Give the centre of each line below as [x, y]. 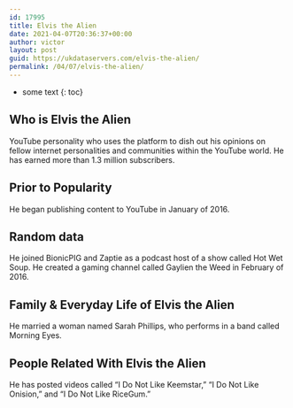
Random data [46, 237]
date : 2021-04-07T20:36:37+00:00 [71, 34]
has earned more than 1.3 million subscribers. [92, 159]
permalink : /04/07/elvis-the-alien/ [77, 67]
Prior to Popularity [61, 188]
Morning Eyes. [35, 335]
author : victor [37, 42]
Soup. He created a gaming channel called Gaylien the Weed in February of [146, 267]
